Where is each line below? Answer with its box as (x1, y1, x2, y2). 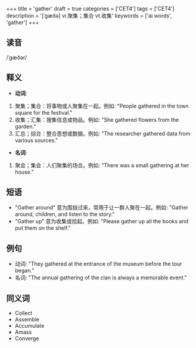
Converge (14, 335, 40, 342)
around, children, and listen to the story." (14, 211, 115, 218)
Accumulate (14, 322, 45, 329)
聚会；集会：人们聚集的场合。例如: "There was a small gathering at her (14, 161, 189, 169)
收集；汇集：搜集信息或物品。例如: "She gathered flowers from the (14, 116, 179, 123)
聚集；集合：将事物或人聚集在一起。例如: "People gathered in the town (14, 102, 189, 109)
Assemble (14, 316, 40, 323)
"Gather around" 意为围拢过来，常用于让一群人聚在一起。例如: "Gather (14, 204, 189, 211)
